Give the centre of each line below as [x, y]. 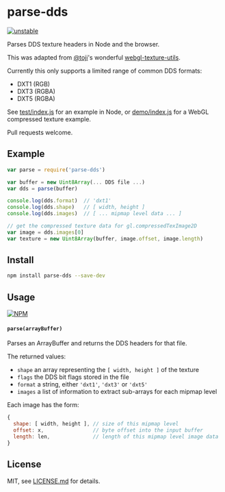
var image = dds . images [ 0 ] [45, 232]
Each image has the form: [43, 405]
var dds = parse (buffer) [42, 188]
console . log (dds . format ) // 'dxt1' [59, 201]
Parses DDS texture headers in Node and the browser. [83, 44]
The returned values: [37, 356]
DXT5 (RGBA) [36, 98]
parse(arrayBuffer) [35, 329]
